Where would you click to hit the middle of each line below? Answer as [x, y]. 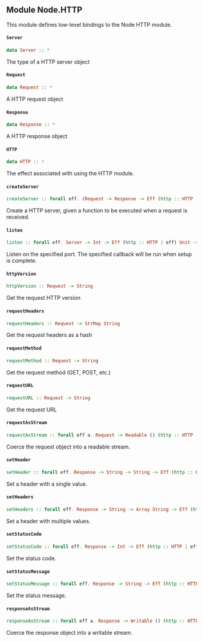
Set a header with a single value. [47, 484]
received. [18, 217]
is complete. [22, 261]
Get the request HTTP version [43, 298]
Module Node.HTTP [44, 10]
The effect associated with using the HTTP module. [70, 174]
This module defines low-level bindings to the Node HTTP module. [89, 24]
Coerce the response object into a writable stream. [69, 633]
